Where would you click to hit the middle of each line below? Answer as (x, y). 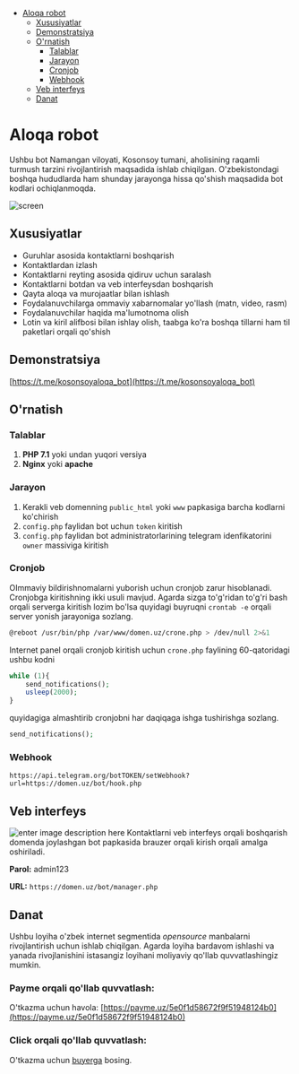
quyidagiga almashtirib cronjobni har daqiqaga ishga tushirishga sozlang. (144, 718)
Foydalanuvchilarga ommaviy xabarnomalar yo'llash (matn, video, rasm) (155, 303)
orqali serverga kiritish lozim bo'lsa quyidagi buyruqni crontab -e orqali (140, 606)
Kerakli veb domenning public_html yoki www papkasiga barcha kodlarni (154, 507)
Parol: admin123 (39, 870)
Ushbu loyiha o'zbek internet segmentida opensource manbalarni (130, 937)
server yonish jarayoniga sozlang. (71, 616)
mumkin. (26, 965)
